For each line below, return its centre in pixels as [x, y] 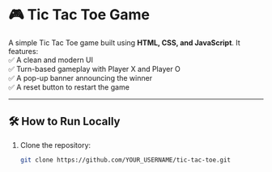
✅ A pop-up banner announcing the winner [80, 78]
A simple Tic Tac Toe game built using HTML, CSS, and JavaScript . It [124, 42]
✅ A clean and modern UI [51, 60]
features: [23, 51]
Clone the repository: [55, 145]
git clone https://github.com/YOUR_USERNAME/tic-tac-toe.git [125, 160]
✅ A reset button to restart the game [69, 87]
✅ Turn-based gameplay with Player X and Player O [94, 69]
